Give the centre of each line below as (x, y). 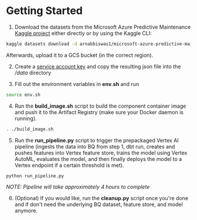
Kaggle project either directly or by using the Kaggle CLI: (83, 33)
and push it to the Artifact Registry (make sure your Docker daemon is (99, 112)
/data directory (33, 73)
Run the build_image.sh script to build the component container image (100, 106)
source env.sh (23, 95)
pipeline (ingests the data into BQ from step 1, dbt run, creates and (95, 146)
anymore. (26, 211)
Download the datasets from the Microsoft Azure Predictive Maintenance (103, 27)
